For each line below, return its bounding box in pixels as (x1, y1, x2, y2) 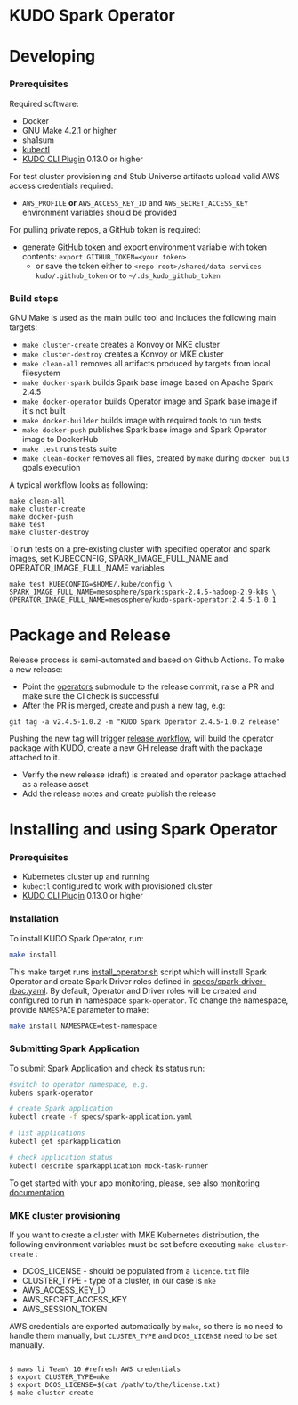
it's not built (21, 405, 66, 415)
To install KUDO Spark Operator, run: (9, 933, 144, 943)
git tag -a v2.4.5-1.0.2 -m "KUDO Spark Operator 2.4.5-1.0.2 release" (9, 717, 280, 727)
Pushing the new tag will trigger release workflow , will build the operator (9, 733, 274, 744)
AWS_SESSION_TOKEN (21, 1303, 108, 1315)
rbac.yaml (9, 985, 46, 996)
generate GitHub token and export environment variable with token (21, 242, 268, 252)
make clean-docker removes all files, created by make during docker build (21, 452, 290, 464)
